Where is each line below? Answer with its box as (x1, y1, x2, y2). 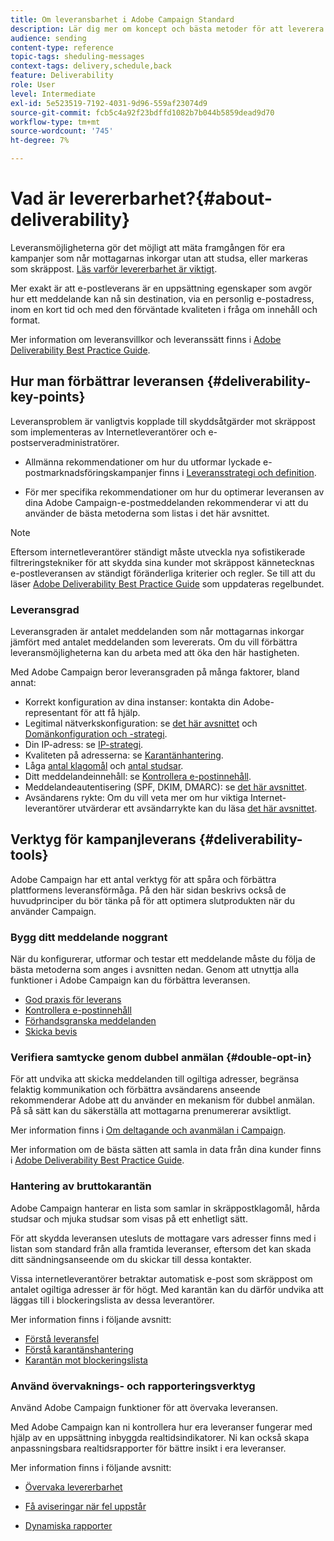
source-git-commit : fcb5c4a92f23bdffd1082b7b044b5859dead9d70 (10, 107, 275, 118)
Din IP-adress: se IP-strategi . (24, 739, 144, 751)
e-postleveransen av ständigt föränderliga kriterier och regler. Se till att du (10, 567, 316, 579)
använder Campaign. (10, 905, 97, 917)
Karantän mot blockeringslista (24, 1354, 148, 1366)
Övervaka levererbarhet (24, 1481, 123, 1493)
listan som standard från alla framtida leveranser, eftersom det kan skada (10, 1242, 312, 1255)
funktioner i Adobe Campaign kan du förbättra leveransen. (10, 974, 251, 986)
